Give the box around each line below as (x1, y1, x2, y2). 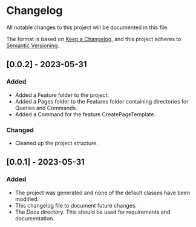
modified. (15, 195, 39, 203)
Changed (6, 125, 34, 134)
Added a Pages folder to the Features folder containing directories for (15, 97, 189, 105)
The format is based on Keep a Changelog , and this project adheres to (6, 35, 181, 42)
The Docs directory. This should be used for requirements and (15, 208, 171, 215)
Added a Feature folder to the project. (15, 91, 109, 99)
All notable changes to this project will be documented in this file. (6, 24, 169, 31)
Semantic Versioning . (6, 42, 59, 49)
